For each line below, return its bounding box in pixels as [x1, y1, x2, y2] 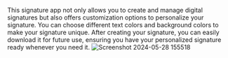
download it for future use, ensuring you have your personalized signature [7, 36, 222, 44]
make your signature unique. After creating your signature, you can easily [7, 28, 220, 36]
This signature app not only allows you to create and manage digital [7, 6, 203, 14]
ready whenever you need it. [7, 43, 90, 51]
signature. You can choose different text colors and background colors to [7, 21, 219, 29]
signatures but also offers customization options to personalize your [7, 13, 204, 22]
